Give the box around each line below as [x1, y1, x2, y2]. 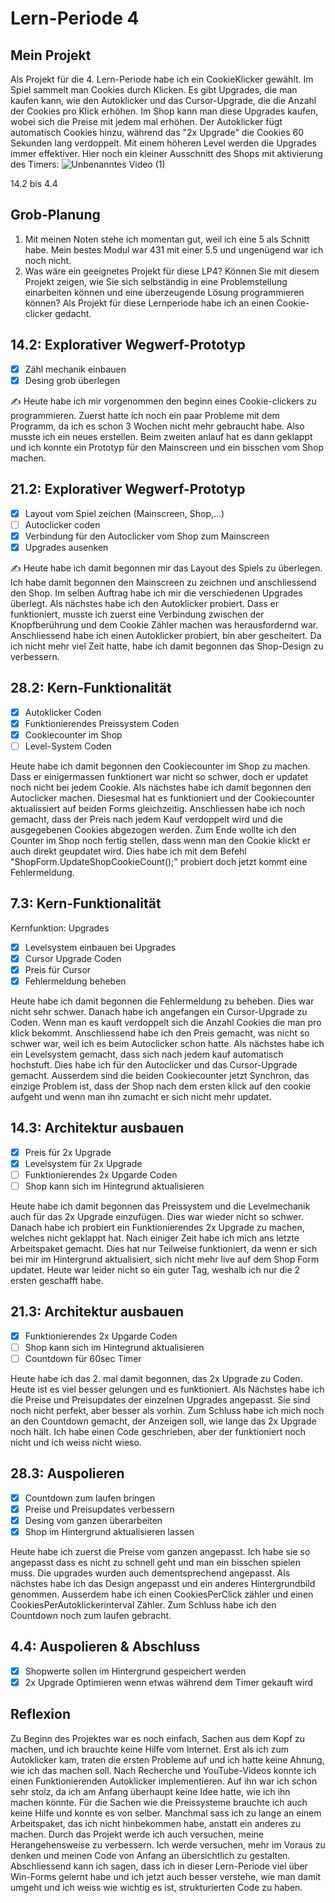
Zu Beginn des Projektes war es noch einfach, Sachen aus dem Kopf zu [10, 1732, 306, 1744]
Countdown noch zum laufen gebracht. [10, 1610, 172, 1622]
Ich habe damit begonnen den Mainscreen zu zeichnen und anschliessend [10, 576, 317, 588]
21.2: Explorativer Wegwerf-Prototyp [10, 481, 246, 498]
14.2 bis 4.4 [10, 178, 58, 189]
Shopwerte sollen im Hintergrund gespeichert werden [24, 1665, 247, 1677]
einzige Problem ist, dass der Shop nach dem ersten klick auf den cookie [10, 1080, 312, 1092]
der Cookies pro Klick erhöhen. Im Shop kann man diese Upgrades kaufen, [10, 105, 319, 117]
